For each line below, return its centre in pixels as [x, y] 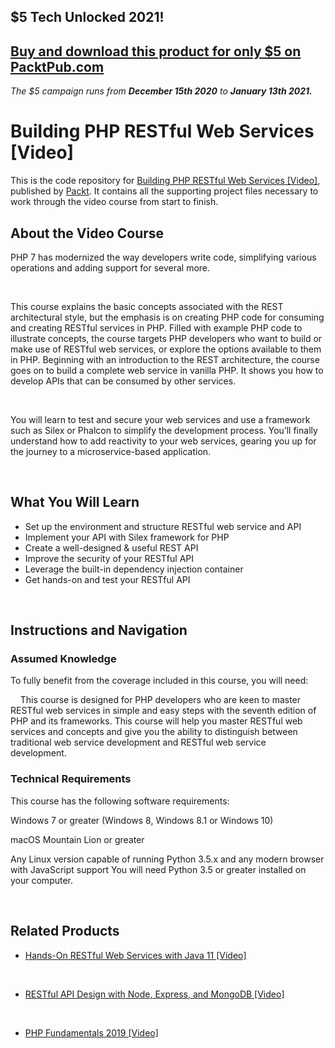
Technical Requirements [71, 779]
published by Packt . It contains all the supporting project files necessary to [164, 191]
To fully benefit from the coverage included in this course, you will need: [159, 681]
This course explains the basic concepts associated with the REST [147, 306]
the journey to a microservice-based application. [111, 451]
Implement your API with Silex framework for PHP [127, 537]
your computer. [42, 880]
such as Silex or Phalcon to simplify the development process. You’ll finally [164, 430]
